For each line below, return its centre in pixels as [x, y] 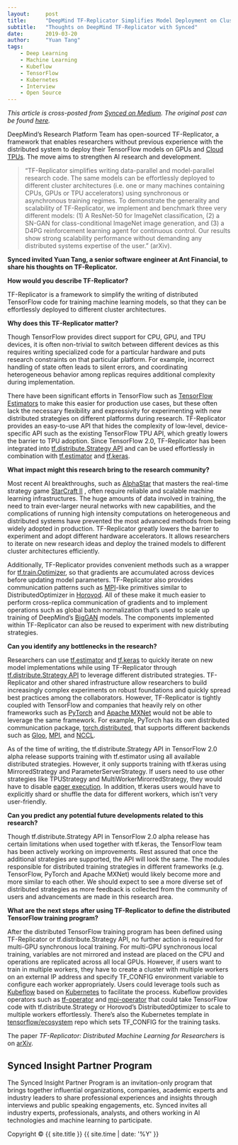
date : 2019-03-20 [42, 34]
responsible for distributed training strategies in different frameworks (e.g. [115, 867]
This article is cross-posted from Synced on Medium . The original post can [117, 113]
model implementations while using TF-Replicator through [92, 668]
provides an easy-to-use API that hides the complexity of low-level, [106, 426]
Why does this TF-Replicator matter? [63, 324]
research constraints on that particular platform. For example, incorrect [111, 360]
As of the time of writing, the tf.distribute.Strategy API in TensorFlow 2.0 [112, 749]
